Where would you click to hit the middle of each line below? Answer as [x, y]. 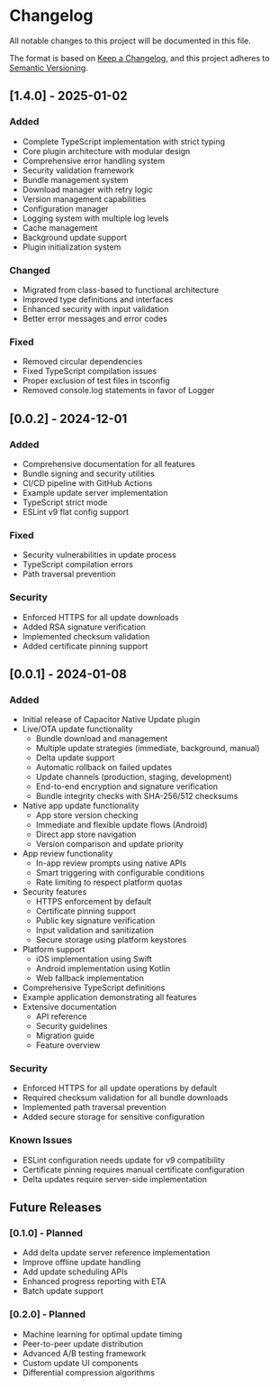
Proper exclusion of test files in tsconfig [96, 381]
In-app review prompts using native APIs [111, 863]
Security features [54, 892]
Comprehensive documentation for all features [108, 464]
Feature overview [68, 1045]
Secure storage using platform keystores [111, 940]
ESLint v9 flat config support [75, 511]
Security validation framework [78, 170]
